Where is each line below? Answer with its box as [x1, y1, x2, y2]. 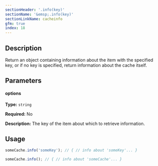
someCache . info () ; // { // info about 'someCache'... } [5, 157, 122, 162]
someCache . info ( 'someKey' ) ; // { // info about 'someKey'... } [5, 148, 138, 153]
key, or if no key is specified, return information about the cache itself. [5, 62, 147, 68]
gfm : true [5, 21, 26, 26]
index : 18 [5, 26, 26, 31]
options [5, 90, 21, 96]
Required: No [5, 111, 33, 117]
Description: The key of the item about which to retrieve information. [5, 121, 145, 126]
